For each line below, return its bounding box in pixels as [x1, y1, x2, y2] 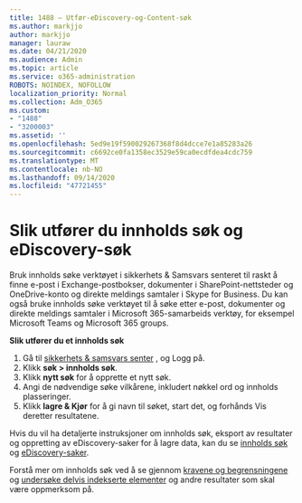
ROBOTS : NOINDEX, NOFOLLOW [9, 81, 111, 90]
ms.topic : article [9, 64, 79, 73]
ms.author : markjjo [9, 22, 83, 31]
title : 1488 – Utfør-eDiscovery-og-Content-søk [9, 13, 193, 23]
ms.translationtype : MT [9, 156, 99, 166]
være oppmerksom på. [9, 484, 95, 495]
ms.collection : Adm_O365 [9, 97, 103, 107]
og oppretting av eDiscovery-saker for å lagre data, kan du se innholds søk [9, 438, 288, 449]
